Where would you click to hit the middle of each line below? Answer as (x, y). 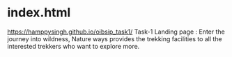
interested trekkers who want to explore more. (74, 46)
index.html (39, 13)
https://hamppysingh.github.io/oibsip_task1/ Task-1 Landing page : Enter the (116, 32)
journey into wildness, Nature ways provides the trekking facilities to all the (115, 38)
